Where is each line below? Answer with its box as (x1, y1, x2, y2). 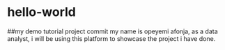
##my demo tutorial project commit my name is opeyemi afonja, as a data (7, 27, 218, 35)
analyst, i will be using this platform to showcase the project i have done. (7, 34, 216, 42)
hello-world (7, 4, 77, 20)
